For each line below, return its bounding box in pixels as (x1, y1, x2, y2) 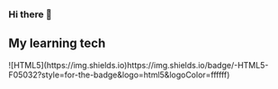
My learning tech (8, 36, 106, 51)
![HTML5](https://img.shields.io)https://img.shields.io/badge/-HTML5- (8, 59, 269, 70)
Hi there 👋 (8, 8, 53, 21)
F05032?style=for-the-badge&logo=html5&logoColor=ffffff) (8, 69, 230, 80)
